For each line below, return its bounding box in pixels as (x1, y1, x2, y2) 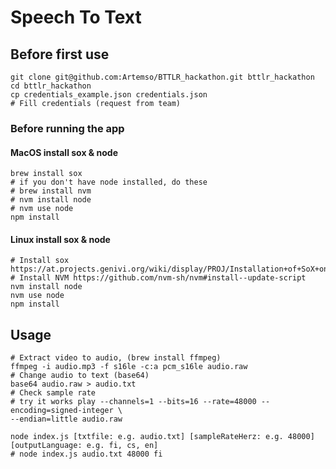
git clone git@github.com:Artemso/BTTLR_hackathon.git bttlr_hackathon (10, 72, 315, 82)
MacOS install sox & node (10, 146, 119, 158)
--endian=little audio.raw (10, 414, 123, 425)
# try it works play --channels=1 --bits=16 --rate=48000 (10, 397, 257, 407)
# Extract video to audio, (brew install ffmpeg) (10, 353, 222, 363)
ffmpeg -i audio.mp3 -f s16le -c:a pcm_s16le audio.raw (10, 362, 248, 372)
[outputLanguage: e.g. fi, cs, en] (10, 441, 159, 451)
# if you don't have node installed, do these (10, 177, 208, 188)
